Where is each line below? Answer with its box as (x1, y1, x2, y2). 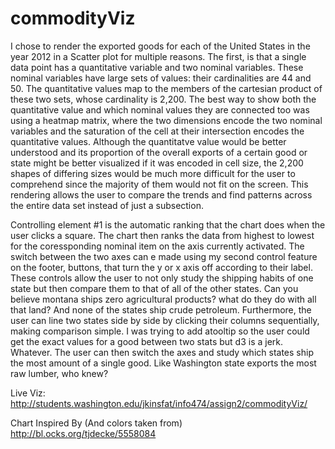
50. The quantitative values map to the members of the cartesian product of (10, 82, 323, 94)
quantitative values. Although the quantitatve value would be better (10, 135, 287, 147)
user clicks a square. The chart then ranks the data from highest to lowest (10, 229, 315, 241)
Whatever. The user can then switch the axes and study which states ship (10, 346, 314, 358)
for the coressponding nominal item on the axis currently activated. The (10, 240, 305, 252)
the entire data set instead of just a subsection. (10, 199, 204, 211)
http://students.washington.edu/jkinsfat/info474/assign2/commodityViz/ (10, 397, 308, 409)
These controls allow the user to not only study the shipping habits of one (10, 272, 314, 284)
